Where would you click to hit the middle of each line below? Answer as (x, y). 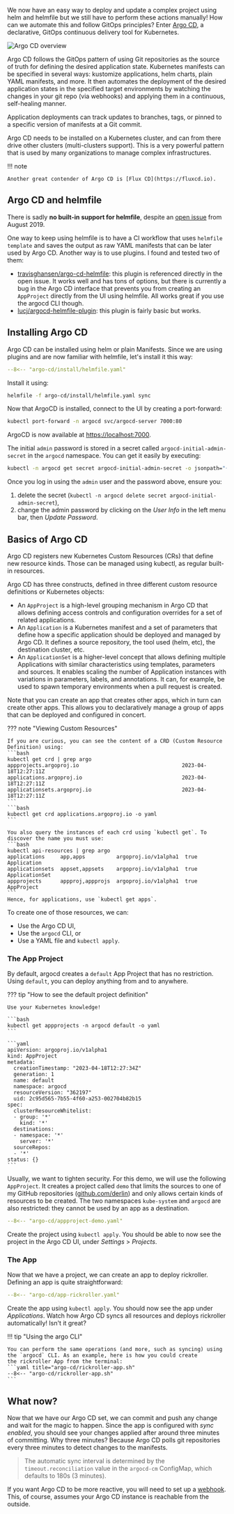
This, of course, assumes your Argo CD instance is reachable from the (108, 1497)
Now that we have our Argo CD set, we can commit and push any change (112, 1418)
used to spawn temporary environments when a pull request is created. (120, 686)
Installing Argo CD (48, 332)
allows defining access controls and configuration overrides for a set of (120, 613)
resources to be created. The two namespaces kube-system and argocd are (114, 1201)
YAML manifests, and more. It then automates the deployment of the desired (117, 81)
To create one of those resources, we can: (68, 912)
